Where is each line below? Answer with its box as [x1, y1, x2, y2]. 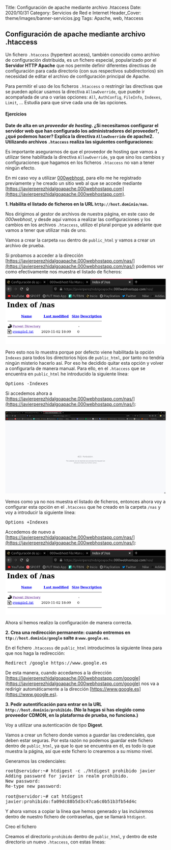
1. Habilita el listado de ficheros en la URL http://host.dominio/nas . [5, 201, 149, 207]
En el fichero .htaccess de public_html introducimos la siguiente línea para [5, 645, 162, 651]
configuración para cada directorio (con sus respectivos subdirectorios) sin [5, 67, 164, 74]
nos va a [141, 680, 159, 687]
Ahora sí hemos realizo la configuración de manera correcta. [5, 619, 132, 625]
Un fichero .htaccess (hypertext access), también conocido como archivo [5, 51, 160, 58]
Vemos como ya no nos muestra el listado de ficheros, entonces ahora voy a [5, 498, 166, 505]
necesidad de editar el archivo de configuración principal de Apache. [5, 73, 151, 79]
